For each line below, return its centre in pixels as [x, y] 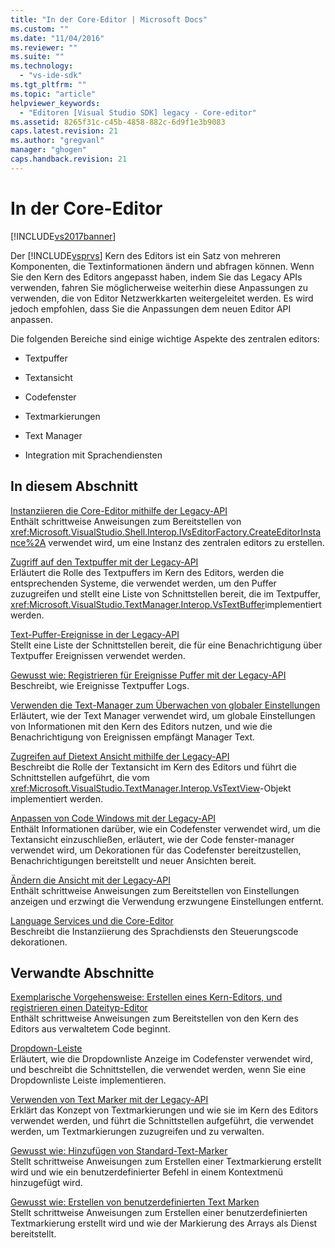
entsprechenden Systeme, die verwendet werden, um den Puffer [143, 583]
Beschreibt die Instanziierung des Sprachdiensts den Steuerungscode [154, 931]
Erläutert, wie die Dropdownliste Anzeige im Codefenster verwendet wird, [161, 1059]
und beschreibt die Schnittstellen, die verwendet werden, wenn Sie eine [158, 1070]
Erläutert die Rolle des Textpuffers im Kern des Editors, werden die [147, 572]
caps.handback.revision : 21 [69, 159]
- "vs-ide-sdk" [51, 76]
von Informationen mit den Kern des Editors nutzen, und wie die [141, 726]
